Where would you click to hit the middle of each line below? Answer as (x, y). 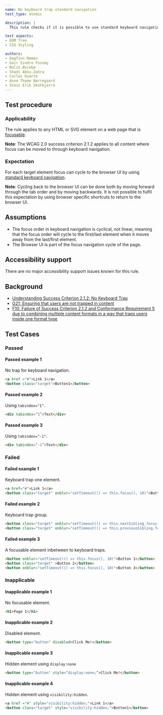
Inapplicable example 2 (29, 622)
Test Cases (22, 334)
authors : (14, 54)
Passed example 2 (24, 395)
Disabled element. (23, 633)
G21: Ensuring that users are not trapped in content (63, 303)
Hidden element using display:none (41, 664)
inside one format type (35, 319)
